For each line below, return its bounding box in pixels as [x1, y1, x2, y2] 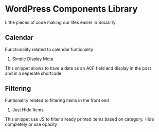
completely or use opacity [5, 121, 57, 127]
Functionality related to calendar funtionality [5, 46, 93, 52]
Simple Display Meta [12, 56, 53, 62]
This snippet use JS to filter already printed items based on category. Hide [5, 116, 154, 122]
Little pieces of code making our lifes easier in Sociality [5, 19, 116, 25]
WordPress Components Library [5, 3, 138, 15]
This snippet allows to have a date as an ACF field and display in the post [5, 65, 152, 71]
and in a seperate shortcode [5, 70, 62, 76]
